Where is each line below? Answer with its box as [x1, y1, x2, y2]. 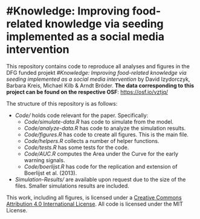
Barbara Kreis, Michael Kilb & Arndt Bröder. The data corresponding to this [6, 81, 195, 89]
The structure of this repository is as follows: [6, 100, 118, 107]
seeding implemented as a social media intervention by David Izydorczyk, [6, 75, 190, 83]
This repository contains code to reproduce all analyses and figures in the [6, 62, 190, 70]
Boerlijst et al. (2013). [24, 169, 77, 176]
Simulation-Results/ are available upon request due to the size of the [15, 176, 186, 183]
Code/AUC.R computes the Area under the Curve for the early [24, 150, 179, 157]
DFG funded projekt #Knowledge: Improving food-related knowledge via [6, 69, 187, 76]
